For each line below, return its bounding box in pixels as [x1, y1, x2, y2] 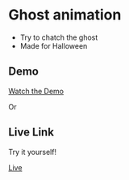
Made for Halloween [19, 41, 88, 50]
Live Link [8, 126, 55, 139]
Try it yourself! [8, 147, 57, 156]
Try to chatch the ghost [19, 32, 98, 42]
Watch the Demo [8, 86, 64, 96]
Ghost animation [8, 6, 122, 24]
